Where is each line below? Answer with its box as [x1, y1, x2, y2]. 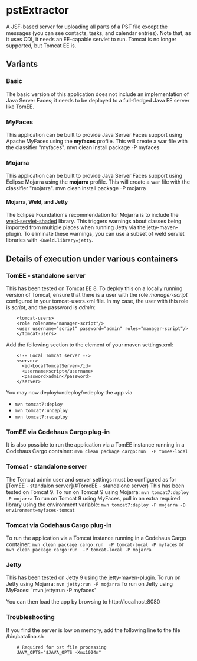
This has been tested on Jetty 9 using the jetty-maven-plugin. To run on [6, 574, 181, 581]
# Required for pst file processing [17, 644, 107, 650]
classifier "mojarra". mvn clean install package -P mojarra [6, 185, 146, 192]
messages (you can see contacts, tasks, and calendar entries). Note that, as [6, 29, 191, 36]
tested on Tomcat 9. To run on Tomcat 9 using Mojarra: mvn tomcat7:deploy [6, 488, 189, 495]
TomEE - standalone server [6, 271, 86, 280]
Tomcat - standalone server [6, 463, 88, 471]
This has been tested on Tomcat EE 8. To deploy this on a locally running [6, 285, 183, 292]
